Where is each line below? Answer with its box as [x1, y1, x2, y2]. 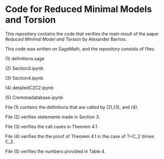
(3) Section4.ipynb [5, 75, 44, 81]
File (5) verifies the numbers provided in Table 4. [5, 148, 106, 154]
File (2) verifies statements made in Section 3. [5, 114, 100, 120]
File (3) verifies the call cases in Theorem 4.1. [5, 123, 99, 129]
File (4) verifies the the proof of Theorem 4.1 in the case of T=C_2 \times [5, 133, 154, 139]
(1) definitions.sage [5, 55, 45, 61]
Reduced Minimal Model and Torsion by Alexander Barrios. [5, 36, 127, 42]
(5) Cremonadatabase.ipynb [5, 94, 64, 100]
